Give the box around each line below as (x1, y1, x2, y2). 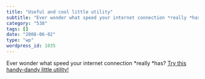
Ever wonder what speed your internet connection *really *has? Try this (6, 59, 187, 67)
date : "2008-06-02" (6, 32, 56, 38)
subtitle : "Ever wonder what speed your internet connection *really (6, 15, 187, 21)
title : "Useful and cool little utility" (6, 9, 113, 15)
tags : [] (6, 26, 29, 32)
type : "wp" (6, 37, 34, 43)
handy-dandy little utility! (6, 66, 69, 73)
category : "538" (6, 20, 48, 26)
